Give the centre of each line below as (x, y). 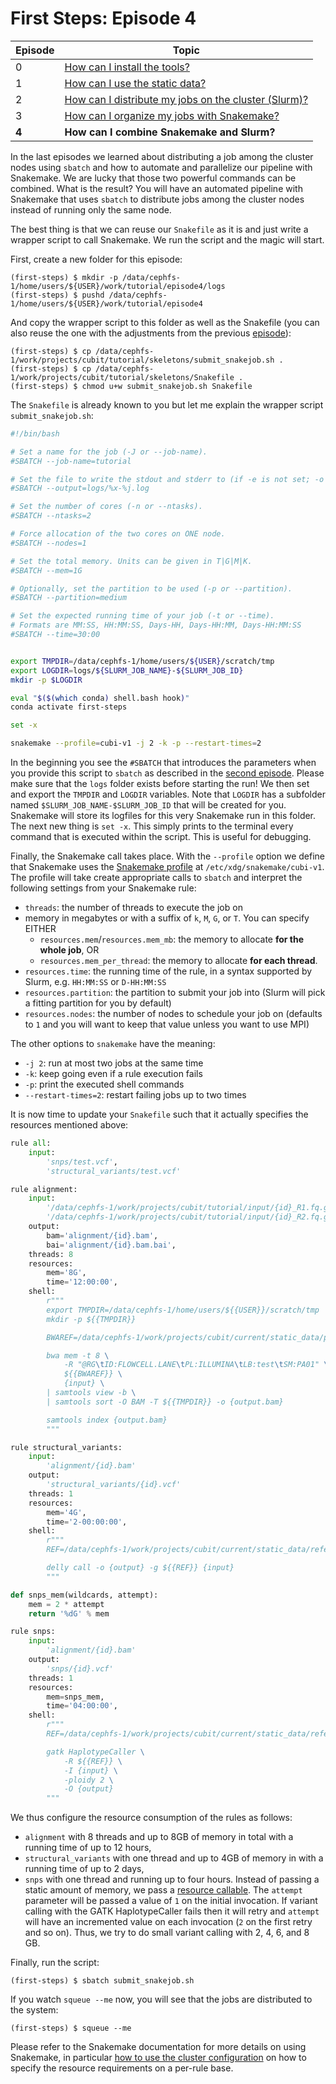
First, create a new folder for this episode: (96, 259)
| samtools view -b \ (91, 1393)
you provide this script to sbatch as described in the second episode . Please (167, 773)
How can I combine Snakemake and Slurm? (170, 132)
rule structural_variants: (66, 1447)
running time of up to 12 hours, (88, 1848)
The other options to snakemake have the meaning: (113, 1044)
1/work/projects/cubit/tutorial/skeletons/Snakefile (122, 377)
